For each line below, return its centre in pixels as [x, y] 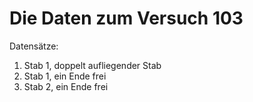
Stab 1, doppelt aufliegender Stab [92, 65]
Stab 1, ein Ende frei [65, 76]
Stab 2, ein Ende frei [66, 86]
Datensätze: [34, 46]
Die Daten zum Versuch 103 [126, 18]
